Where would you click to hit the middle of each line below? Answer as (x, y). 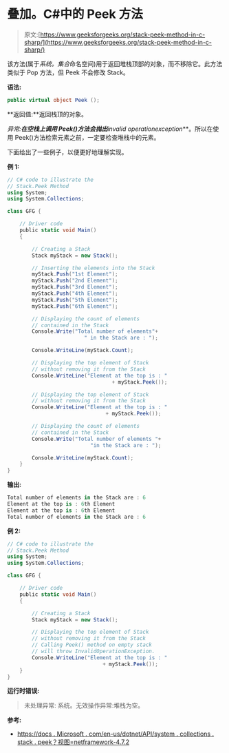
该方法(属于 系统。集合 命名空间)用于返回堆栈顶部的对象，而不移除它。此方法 (115, 63)
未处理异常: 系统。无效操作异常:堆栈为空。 (84, 705)
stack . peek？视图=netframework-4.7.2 (73, 742)
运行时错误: (23, 691)
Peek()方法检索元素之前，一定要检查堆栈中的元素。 (87, 137)
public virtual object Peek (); (53, 100)
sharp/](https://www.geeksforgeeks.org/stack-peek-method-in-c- (118, 42)
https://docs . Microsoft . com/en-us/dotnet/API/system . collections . (116, 734)
